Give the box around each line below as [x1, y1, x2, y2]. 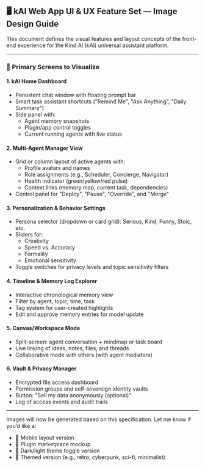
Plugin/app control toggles [24, 123, 92, 131]
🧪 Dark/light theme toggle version [15, 447, 100, 454]
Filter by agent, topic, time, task [15, 297, 95, 305]
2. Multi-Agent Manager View [6, 144, 84, 152]
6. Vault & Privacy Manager [6, 365, 77, 372]
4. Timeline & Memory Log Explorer [6, 277, 98, 284]
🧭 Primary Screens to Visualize [6, 62, 99, 71]
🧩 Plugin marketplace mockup [15, 440, 91, 447]
